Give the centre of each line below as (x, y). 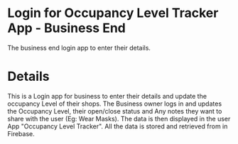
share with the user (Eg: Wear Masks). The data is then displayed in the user (119, 118)
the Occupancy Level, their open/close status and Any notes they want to (115, 111)
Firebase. (21, 133)
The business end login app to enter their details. (79, 48)
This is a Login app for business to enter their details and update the (107, 96)
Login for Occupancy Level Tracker (113, 13)
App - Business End (66, 28)
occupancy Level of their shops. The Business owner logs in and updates (115, 104)
